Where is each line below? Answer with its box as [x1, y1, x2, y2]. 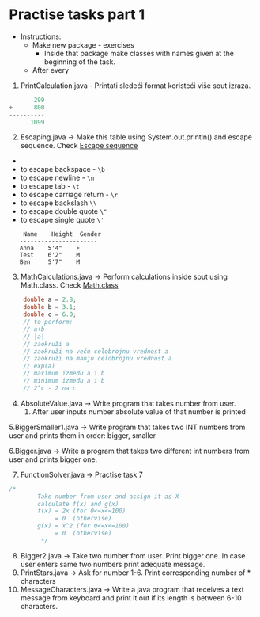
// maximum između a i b [23, 370, 105, 378]
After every [32, 65, 70, 74]
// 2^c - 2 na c [23, 384, 77, 392]
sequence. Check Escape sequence [20, 141, 138, 150]
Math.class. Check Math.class [20, 280, 119, 290]
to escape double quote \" [20, 207, 107, 216]
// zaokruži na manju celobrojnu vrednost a [23, 355, 172, 363]
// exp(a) [23, 362, 56, 370]
